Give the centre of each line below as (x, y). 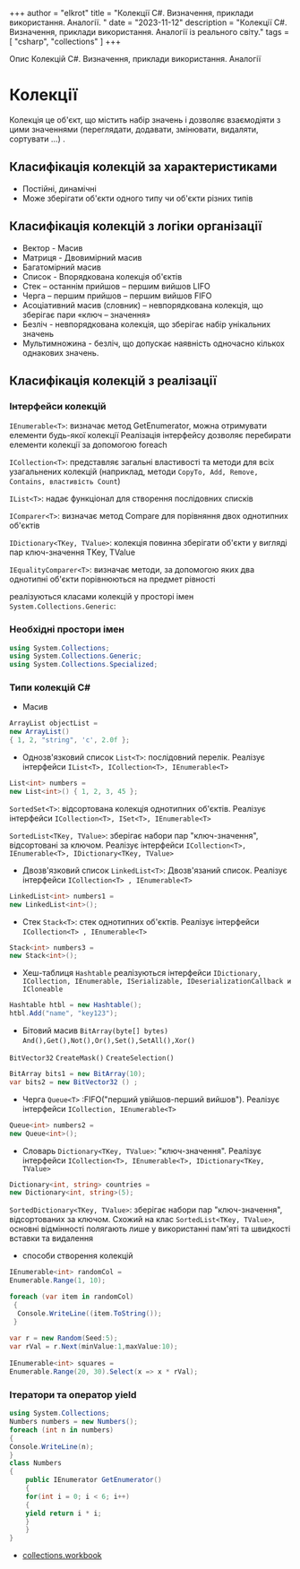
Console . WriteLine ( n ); (51, 1446)
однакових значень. (60, 352)
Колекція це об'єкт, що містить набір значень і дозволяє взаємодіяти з (145, 119)
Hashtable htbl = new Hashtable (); (76, 1005)
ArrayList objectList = (54, 724)
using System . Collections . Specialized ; (84, 665)
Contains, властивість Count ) (65, 481)
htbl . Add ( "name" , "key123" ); (64, 1013)
